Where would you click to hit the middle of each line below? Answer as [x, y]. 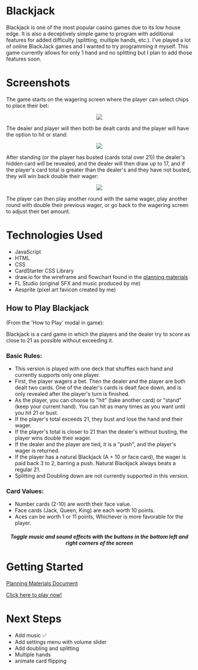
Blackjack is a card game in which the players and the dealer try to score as [98, 334]
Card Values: [25, 491]
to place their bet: [27, 106]
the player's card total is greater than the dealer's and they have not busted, [99, 170]
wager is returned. [37, 450]
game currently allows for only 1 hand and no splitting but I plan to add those [99, 52]
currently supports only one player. [57, 374]
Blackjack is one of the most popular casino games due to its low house [93, 27]
